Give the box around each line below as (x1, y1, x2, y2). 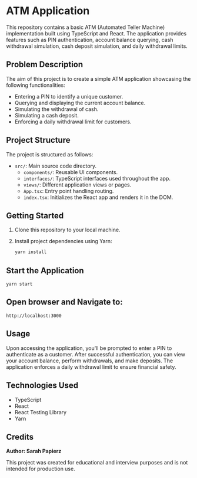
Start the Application (6, 266, 84, 276)
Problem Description (6, 60, 84, 70)
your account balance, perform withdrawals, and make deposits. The (6, 357, 173, 364)
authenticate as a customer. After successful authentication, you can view (6, 351, 185, 358)
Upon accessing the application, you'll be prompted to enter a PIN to (6, 344, 172, 352)
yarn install (14, 249, 47, 255)
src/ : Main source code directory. (14, 162, 97, 169)
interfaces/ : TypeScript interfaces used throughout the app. (23, 175, 171, 182)
